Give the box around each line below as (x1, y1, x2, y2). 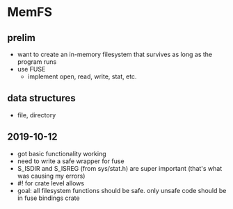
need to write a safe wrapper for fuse (17, 157, 124, 165)
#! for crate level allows (17, 178, 85, 187)
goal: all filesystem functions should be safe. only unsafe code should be (17, 186, 227, 194)
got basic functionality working (17, 149, 106, 158)
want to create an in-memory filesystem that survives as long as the (17, 50, 213, 58)
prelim (7, 32, 36, 44)
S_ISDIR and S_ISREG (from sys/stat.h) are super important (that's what (17, 164, 223, 172)
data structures (7, 92, 76, 104)
